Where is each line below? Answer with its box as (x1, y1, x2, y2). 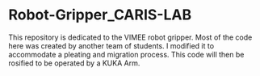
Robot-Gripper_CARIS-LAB (8, 6, 192, 24)
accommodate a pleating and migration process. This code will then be (8, 49, 245, 59)
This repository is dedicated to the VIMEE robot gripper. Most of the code (8, 32, 253, 42)
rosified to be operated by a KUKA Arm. (8, 58, 140, 68)
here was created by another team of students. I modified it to (8, 40, 215, 50)
